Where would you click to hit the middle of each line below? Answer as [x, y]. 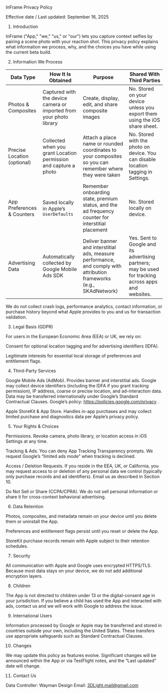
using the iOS [145, 120]
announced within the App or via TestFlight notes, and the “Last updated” [81, 661]
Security [21, 556]
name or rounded [103, 144]
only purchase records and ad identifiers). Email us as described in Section [83, 477]
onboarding [96, 192]
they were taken [101, 175]
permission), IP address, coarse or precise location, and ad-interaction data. [84, 391]
